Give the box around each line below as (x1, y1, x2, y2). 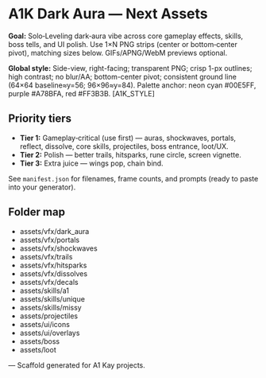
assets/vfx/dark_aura (19, 226, 90, 236)
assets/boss (19, 336, 60, 346)
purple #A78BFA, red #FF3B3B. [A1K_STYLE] (8, 88, 155, 98)
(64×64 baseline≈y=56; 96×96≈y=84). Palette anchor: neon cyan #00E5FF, (8, 80, 256, 90)
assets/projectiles (19, 311, 78, 321)
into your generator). (8, 182, 76, 192)
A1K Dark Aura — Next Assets (8, 5, 208, 23)
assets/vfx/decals (19, 277, 79, 286)
